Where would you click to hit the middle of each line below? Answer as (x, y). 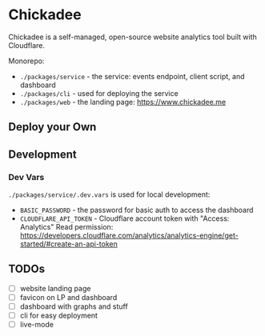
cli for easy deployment (59, 316)
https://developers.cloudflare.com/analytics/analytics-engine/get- (129, 236)
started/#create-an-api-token (68, 244)
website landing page (55, 288)
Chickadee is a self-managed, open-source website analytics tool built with (133, 37)
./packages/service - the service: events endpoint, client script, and (132, 76)
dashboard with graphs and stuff (74, 306)
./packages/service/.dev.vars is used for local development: (109, 194)
